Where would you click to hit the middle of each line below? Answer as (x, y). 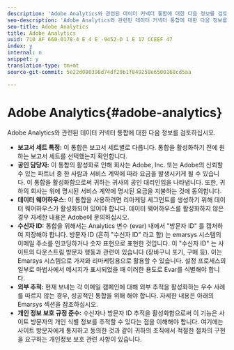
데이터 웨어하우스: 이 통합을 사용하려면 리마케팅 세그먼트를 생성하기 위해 (115, 200)
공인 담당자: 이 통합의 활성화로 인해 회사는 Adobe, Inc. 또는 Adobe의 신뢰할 (120, 165)
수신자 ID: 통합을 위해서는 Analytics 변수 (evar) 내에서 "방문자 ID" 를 (111, 226)
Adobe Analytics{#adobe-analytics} (115, 113)
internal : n (24, 53)
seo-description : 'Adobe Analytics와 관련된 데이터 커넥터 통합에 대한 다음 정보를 (117, 20)
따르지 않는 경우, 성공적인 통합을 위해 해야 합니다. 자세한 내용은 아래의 (119, 296)
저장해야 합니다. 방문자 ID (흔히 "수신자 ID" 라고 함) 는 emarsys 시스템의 (123, 235)
